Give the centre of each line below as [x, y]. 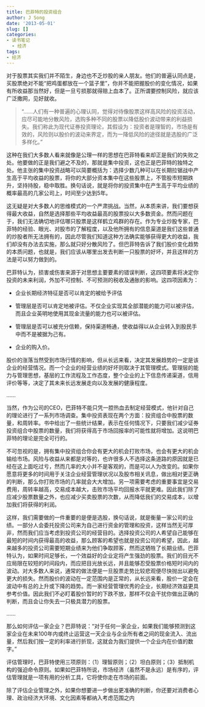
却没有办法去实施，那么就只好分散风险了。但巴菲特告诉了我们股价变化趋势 [105, 244]
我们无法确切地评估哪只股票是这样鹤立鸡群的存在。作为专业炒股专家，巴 [108, 221]
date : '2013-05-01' [31, 23]
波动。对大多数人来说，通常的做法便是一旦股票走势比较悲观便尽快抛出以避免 [103, 570]
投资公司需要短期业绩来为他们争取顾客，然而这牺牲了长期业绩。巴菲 [113, 548]
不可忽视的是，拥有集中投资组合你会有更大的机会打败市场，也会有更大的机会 [103, 451]
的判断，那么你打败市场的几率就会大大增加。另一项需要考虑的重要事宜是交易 [103, 481]
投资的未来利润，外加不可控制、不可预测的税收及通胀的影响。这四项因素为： [103, 280]
